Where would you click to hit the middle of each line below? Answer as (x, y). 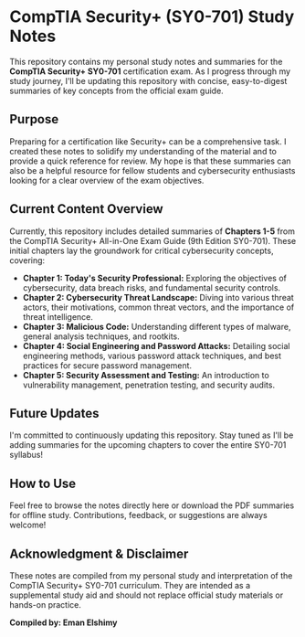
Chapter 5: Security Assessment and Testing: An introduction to (146, 375)
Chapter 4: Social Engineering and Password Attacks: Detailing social (156, 345)
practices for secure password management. (107, 365)
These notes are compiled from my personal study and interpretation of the (151, 576)
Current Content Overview (86, 209)
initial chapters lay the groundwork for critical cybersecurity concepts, (142, 250)
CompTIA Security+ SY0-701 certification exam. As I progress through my (150, 71)
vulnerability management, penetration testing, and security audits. (149, 385)
